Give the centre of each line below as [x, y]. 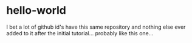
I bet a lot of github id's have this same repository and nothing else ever [96, 27]
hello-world [36, 10]
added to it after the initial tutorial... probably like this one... [80, 33]
